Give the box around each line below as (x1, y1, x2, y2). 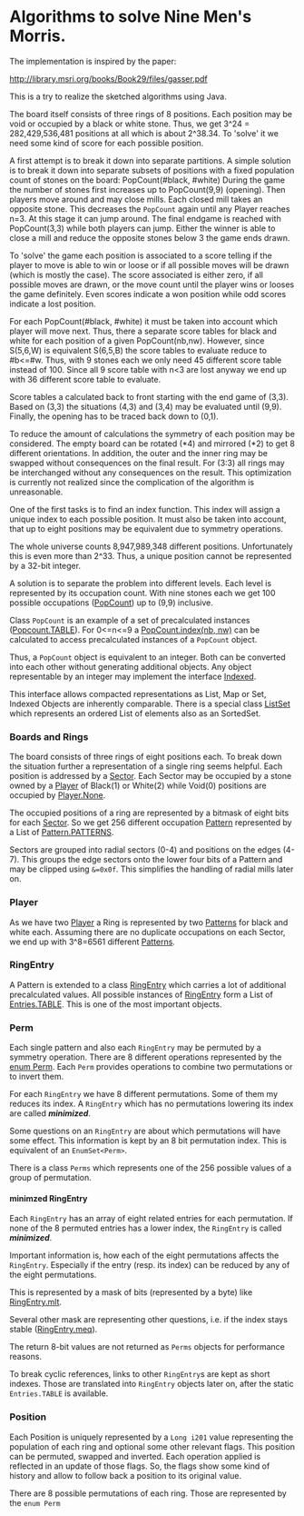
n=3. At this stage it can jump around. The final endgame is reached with (9, 213, 281, 224)
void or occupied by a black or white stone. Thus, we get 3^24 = (9, 118, 250, 129)
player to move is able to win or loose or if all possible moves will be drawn (9, 259, 289, 270)
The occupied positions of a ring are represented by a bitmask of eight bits (9, 807, 289, 819)
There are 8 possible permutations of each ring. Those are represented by (9, 1488, 288, 1499)
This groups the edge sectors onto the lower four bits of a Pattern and (21, 854, 283, 865)
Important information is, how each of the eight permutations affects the (9, 1250, 279, 1261)
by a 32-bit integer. (9, 560, 82, 571)
